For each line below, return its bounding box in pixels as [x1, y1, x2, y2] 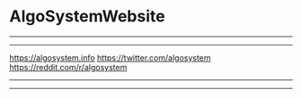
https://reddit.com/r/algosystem [9, 61, 128, 72]
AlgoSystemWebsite [9, 6, 165, 27]
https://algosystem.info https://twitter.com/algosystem [9, 52, 211, 63]
